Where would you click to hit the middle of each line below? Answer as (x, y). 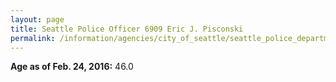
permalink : (33, 38)
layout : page (37, 19)
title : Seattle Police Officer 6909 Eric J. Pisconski (127, 29)
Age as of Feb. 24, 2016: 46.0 (72, 67)
